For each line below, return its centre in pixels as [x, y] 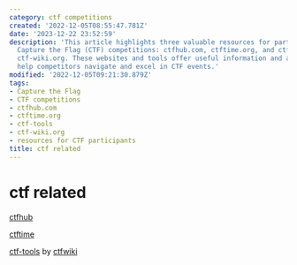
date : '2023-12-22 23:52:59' [63, 34]
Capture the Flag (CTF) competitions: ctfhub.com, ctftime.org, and [146, 50]
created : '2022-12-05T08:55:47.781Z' [79, 26]
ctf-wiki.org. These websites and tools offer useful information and [150, 58]
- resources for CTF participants [73, 140]
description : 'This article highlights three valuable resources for [140, 42]
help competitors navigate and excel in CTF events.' [118, 67]
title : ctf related [45, 148]
